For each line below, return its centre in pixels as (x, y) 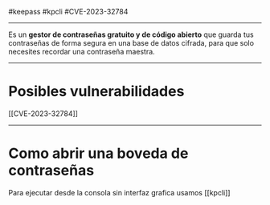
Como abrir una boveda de (98, 153)
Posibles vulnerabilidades (96, 92)
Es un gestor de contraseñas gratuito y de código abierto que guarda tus (131, 34)
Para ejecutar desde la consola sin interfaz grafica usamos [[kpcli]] (119, 192)
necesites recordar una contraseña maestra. (82, 52)
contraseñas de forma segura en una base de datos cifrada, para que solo (131, 43)
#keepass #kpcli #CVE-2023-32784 (68, 12)
